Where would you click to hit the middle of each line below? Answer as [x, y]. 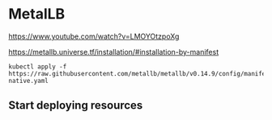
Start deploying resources [76, 106]
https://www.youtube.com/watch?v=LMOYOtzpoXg [94, 36]
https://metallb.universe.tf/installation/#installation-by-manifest [114, 52]
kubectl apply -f [38, 66]
